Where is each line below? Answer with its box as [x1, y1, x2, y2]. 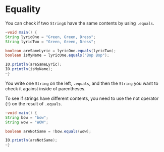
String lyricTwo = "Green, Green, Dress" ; [5, 39, 96, 44]
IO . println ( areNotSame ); [5, 138, 58, 143]
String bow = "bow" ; [5, 115, 49, 120]
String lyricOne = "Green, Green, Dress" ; [5, 34, 96, 40]
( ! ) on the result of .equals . [5, 100, 62, 106]
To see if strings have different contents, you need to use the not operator [5, 95, 159, 101]
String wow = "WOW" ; [5, 119, 49, 125]
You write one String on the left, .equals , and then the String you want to [5, 80, 158, 86]
